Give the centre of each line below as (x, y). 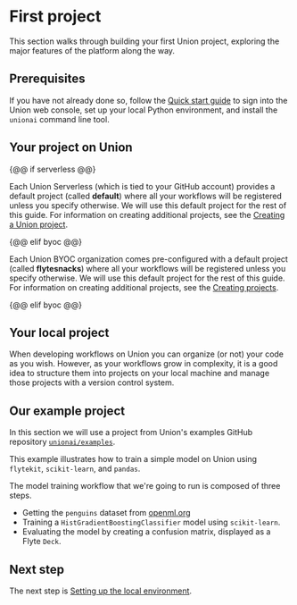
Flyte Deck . (41, 542)
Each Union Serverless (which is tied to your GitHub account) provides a (142, 186)
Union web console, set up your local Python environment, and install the (144, 110)
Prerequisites (47, 79)
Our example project (67, 411)
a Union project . (39, 224)
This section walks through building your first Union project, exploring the (144, 41)
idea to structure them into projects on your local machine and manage (140, 374)
